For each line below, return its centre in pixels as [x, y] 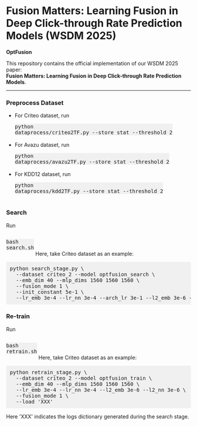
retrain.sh [22, 351]
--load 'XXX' [35, 401]
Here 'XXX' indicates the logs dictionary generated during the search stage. [98, 416]
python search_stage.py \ [47, 268]
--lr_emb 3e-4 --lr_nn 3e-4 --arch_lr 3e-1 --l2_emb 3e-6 [101, 298]
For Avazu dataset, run [42, 145]
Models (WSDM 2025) [61, 36]
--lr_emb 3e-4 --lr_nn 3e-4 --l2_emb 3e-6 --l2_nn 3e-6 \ [101, 390]
